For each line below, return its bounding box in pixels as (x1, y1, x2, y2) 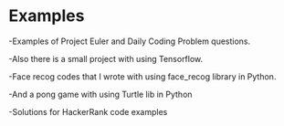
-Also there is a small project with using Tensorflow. (8, 53, 204, 64)
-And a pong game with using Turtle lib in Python (8, 89, 193, 100)
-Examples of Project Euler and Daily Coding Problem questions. (8, 36, 251, 47)
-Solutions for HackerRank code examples (8, 106, 168, 117)
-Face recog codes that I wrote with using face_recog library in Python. (8, 70, 277, 82)
